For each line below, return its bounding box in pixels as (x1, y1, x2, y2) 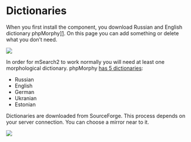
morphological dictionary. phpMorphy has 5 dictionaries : (6, 65, 143, 72)
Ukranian (14, 94, 37, 102)
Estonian (14, 101, 36, 108)
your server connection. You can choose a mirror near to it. (6, 119, 149, 126)
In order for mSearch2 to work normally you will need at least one (6, 58, 165, 65)
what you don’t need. (6, 36, 58, 43)
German (14, 88, 35, 95)
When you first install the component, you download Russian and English (6, 23, 183, 31)
